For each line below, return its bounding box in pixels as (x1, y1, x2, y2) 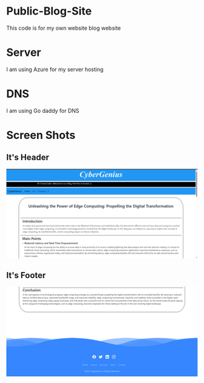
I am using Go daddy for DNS (6, 107, 80, 114)
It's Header (6, 152, 50, 163)
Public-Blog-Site (6, 4, 92, 18)
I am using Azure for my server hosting (6, 66, 104, 73)
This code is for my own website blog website (6, 24, 121, 32)
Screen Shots (6, 129, 76, 142)
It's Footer (6, 270, 46, 280)
